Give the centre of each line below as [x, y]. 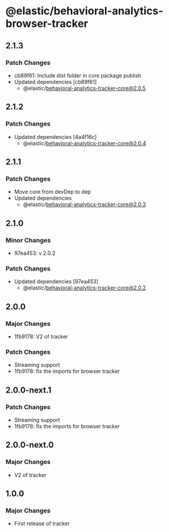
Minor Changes [28, 240]
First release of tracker [42, 524]
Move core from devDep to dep [52, 192]
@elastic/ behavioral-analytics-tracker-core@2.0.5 [84, 88]
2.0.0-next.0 [30, 445]
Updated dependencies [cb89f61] [55, 82]
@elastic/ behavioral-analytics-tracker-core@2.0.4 [84, 143]
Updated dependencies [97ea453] [56, 282]
